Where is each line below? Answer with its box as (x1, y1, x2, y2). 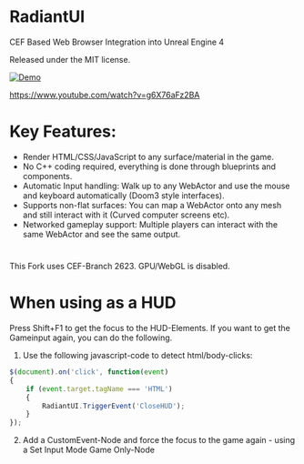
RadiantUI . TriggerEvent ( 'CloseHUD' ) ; (42, 401, 185, 410)
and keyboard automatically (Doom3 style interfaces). (22, 189, 225, 201)
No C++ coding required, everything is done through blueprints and (22, 161, 276, 172)
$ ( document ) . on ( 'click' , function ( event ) (9, 368, 169, 377)
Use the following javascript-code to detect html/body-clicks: (22, 350, 253, 360)
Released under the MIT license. (9, 54, 131, 65)
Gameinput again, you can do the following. (9, 332, 173, 343)
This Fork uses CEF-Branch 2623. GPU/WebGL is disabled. (9, 261, 230, 272)
